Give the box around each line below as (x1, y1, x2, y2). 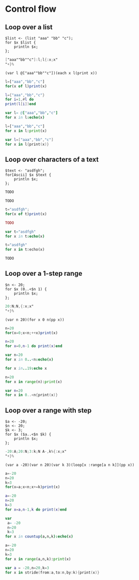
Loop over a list (5, 23, 53, 31)
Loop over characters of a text (5, 155, 99, 163)
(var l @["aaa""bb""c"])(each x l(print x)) (5, 70, 97, 75)
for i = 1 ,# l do (5, 97, 34, 102)
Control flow (5, 3, 57, 15)
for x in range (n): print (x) (5, 379, 63, 384)
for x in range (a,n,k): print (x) (5, 557, 71, 561)
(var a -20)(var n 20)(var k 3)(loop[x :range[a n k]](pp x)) (5, 462, 135, 468)
